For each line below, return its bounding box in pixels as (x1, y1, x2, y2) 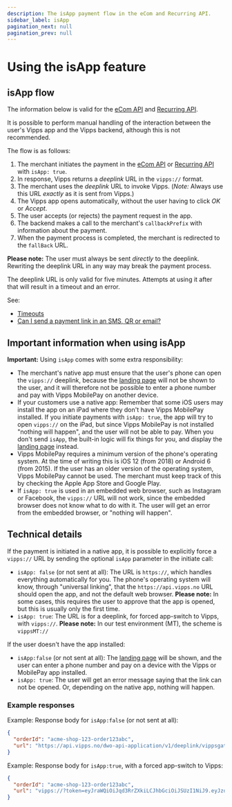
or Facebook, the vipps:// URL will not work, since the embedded (17, 494, 206, 502)
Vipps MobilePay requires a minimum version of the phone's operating (17, 450, 218, 458)
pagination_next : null (7, 23, 72, 30)
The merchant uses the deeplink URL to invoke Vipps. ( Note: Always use (17, 182, 223, 190)
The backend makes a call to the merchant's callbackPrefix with (17, 219, 202, 227)
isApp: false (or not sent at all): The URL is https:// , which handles (17, 567, 212, 576)
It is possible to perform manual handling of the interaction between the (7, 118, 211, 127)
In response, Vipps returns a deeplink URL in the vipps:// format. (17, 175, 204, 184)
